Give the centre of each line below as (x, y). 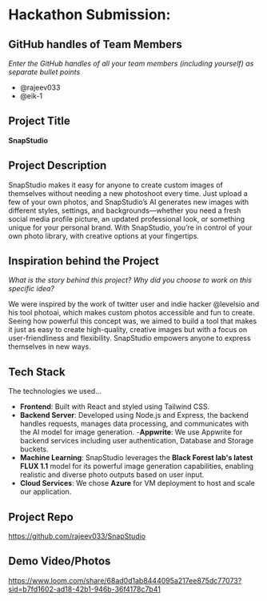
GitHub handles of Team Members (95, 44)
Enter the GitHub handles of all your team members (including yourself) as (131, 63)
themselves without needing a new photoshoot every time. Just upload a (128, 193)
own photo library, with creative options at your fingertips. (104, 236)
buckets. (34, 449)
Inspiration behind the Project (84, 261)
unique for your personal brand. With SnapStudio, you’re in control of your (130, 227)
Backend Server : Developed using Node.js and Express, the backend (134, 415)
